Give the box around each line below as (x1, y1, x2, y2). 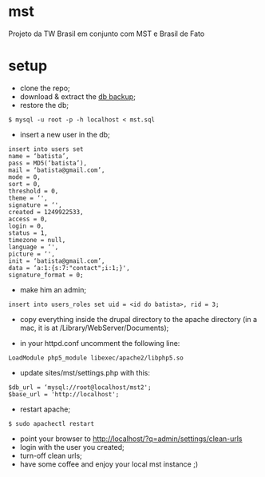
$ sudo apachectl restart (8, 419, 94, 427)
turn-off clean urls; (19, 451, 82, 460)
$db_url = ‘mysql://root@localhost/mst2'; (8, 383, 152, 392)
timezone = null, (8, 236, 66, 244)
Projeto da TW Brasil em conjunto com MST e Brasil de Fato (8, 29, 205, 38)
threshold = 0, (8, 187, 59, 195)
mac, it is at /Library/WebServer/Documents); (19, 323, 169, 332)
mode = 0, (8, 173, 42, 181)
